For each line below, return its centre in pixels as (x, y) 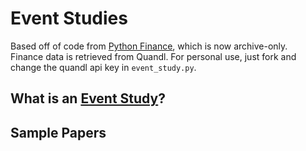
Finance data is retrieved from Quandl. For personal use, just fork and (153, 56)
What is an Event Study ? (88, 98)
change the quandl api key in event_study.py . (103, 67)
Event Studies (69, 18)
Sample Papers (58, 132)
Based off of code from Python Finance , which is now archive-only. (149, 46)
